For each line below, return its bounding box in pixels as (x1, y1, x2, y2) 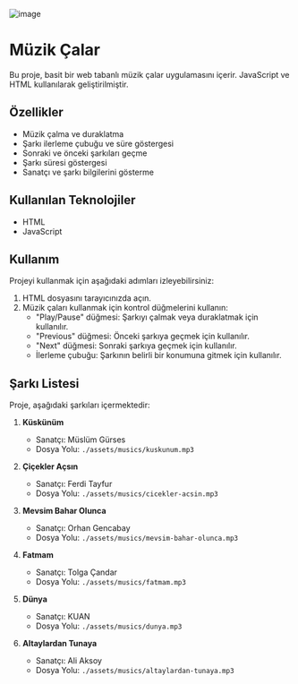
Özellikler (9, 105, 64, 120)
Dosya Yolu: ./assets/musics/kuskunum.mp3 (35, 444, 194, 455)
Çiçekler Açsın (21, 461, 79, 472)
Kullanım (9, 252, 60, 267)
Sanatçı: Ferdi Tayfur (35, 479, 113, 490)
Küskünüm (21, 417, 64, 428)
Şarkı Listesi (9, 376, 80, 391)
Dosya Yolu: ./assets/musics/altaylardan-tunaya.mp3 (35, 665, 234, 676)
